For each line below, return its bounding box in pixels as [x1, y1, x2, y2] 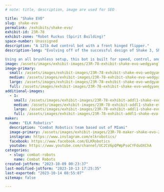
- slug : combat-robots [9, 152, 56, 157]
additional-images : [5, 89, 45, 94]
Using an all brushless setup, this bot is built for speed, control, [5, 57, 152, 62]
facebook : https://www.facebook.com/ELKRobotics [9, 139, 110, 144]
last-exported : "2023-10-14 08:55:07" [5, 170, 84, 175]
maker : [5, 116, 19, 121]
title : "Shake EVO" [5, 16, 45, 21]
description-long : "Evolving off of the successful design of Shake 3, [5, 48, 154, 53]
